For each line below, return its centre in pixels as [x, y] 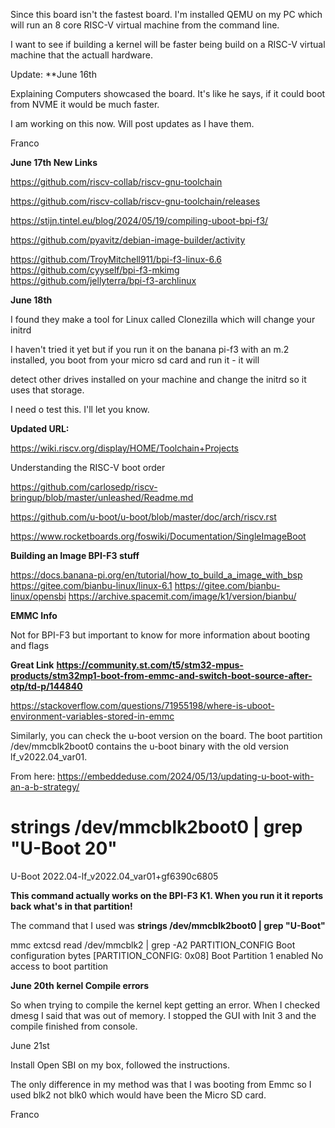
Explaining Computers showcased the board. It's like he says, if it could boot [168, 93]
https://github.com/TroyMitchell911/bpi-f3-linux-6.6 [116, 259]
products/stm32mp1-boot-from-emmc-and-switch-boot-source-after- [161, 675]
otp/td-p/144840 [46, 686]
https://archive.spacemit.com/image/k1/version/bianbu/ [182, 596]
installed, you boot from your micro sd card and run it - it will [135, 360]
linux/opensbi [38, 596]
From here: [33, 776]
